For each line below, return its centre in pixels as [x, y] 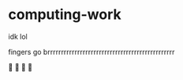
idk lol [18, 36]
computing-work [65, 15]
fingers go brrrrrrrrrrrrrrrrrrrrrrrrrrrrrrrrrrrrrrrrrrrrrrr [91, 51]
